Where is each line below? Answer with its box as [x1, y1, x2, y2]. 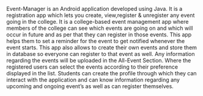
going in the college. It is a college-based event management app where [6, 18, 189, 25]
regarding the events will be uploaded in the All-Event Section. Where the [6, 57, 191, 64]
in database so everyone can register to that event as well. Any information [6, 50, 195, 57]
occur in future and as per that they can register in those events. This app [6, 31, 192, 38]
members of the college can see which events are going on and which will [6, 24, 193, 32]
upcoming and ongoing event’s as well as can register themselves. [6, 83, 174, 90]
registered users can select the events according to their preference [6, 63, 179, 70]
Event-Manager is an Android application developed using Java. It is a [6, 5, 183, 12]
